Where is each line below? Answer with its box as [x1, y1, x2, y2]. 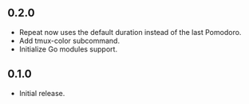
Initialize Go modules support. [18, 44, 117, 54]
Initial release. [18, 88, 65, 98]
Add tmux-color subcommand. [18, 36, 121, 45]
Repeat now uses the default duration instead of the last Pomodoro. [18, 27, 242, 37]
